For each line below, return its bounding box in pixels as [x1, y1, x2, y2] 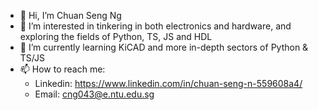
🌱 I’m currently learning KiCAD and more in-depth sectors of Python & [19, 41, 309, 53]
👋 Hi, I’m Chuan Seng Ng [19, 10, 122, 21]
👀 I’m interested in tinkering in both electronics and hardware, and [19, 20, 292, 32]
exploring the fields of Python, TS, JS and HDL [19, 31, 213, 42]
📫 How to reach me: [19, 63, 106, 75]
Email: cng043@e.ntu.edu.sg [34, 88, 155, 100]
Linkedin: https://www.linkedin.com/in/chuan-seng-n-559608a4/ [34, 78, 303, 89]
